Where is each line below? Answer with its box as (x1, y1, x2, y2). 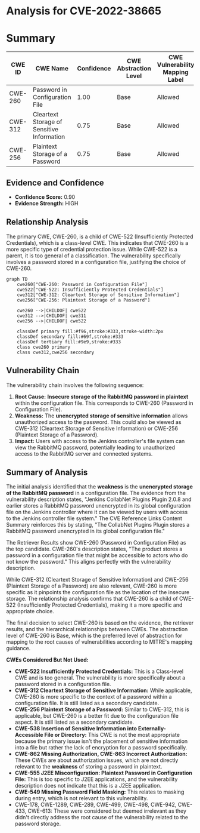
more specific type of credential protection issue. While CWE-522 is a (6, 245, 177, 253)
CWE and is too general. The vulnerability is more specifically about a (14, 674, 186, 681)
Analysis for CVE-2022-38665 (6, 4, 162, 18)
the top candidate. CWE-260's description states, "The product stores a (6, 545, 183, 553)
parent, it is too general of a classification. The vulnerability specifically (6, 252, 181, 259)
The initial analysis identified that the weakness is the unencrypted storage (6, 483, 193, 490)
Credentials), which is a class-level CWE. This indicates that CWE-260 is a (6, 239, 189, 246)
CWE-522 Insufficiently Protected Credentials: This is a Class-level (14, 668, 183, 675)
